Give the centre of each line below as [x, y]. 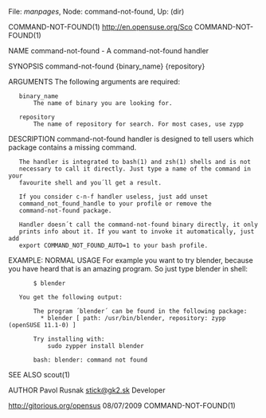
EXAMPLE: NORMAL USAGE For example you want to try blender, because [131, 260]
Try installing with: [69, 339]
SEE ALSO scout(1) [39, 375]
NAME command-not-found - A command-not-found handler [109, 51]
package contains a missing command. [72, 147]
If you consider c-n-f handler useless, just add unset [113, 197]
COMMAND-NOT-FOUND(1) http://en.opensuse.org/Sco [100, 27]
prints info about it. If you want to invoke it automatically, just [137, 232]
